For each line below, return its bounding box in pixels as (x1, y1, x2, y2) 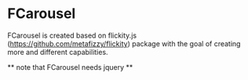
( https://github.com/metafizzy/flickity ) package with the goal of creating (7, 38, 241, 48)
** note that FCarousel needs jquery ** (7, 62, 133, 71)
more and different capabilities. (7, 47, 108, 56)
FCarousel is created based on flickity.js (7, 31, 137, 40)
